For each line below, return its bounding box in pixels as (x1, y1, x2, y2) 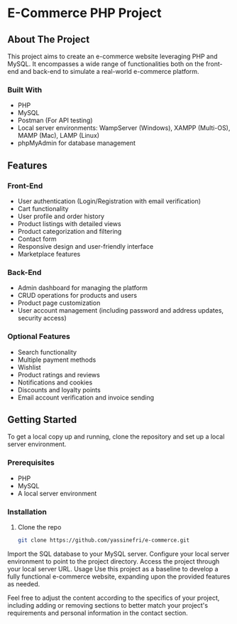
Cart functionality (17, 204, 69, 213)
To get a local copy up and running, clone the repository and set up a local (7, 432, 225, 441)
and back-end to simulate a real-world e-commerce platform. (20, 68, 200, 75)
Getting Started (7, 414, 77, 426)
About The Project (7, 33, 90, 45)
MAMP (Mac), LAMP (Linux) (17, 131, 100, 140)
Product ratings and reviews (17, 370, 101, 379)
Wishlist (17, 362, 41, 371)
